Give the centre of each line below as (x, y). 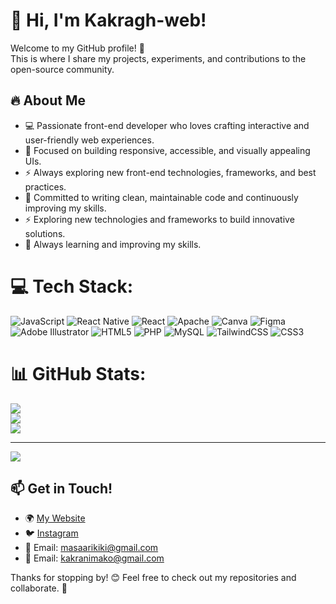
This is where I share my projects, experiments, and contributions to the (158, 58)
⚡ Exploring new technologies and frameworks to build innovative (159, 219)
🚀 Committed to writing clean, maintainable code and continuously (161, 197)
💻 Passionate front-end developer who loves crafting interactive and (167, 125)
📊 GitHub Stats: (78, 373)
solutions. (45, 233)
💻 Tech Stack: (72, 286)
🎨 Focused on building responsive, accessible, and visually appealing (167, 150)
